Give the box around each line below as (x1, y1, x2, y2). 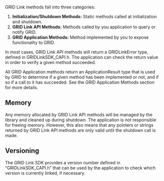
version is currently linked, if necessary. (5, 170, 86, 176)
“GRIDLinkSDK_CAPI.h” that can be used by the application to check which (5, 165, 156, 171)
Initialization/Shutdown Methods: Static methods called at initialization (12, 14, 157, 19)
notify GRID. (12, 29, 37, 35)
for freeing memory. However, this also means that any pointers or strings (5, 122, 154, 128)
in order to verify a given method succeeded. (5, 60, 96, 65)
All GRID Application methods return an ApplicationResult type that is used (5, 69, 155, 75)
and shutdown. (12, 19, 43, 24)
